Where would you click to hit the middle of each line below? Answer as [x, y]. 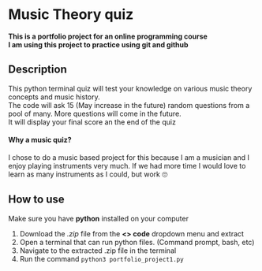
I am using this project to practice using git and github [98, 44]
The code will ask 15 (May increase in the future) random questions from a [129, 105]
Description [37, 70]
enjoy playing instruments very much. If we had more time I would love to [127, 165]
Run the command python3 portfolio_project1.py [101, 258]
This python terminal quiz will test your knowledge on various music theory [130, 88]
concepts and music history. [54, 97]
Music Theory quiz [71, 15]
